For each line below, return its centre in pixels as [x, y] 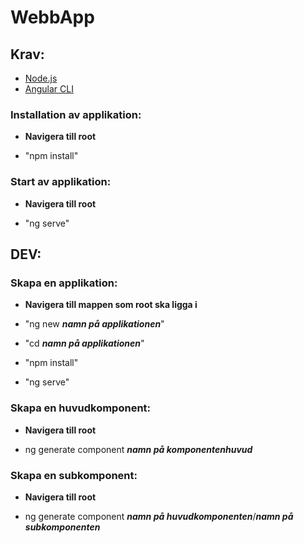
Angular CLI [49, 89]
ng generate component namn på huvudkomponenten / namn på [159, 516]
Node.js [41, 78]
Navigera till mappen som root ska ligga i [111, 305]
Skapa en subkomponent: [74, 475]
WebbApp [52, 17]
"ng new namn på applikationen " [94, 324]
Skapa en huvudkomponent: [81, 408]
